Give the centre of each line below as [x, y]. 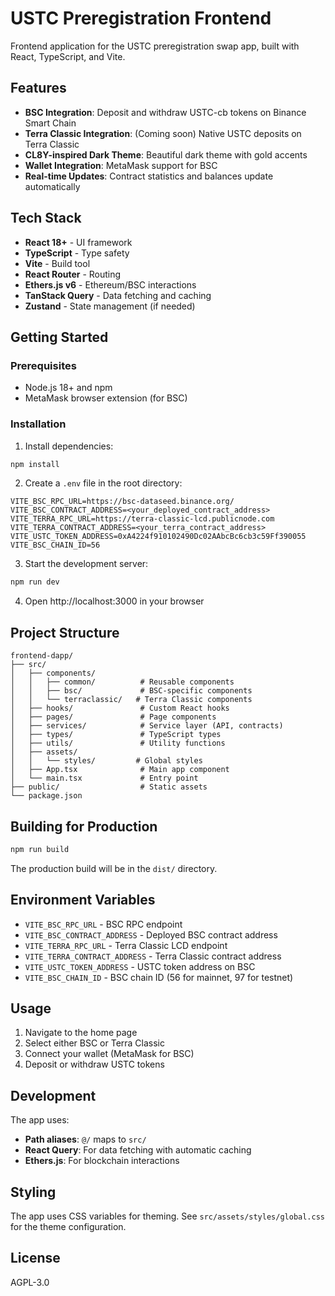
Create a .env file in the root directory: [103, 483]
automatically [52, 186]
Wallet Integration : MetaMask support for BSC [121, 165]
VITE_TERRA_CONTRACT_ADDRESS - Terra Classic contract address [153, 956]
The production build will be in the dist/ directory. [114, 868]
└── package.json [46, 796]
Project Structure [65, 632]
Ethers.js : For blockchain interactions [102, 1161]
